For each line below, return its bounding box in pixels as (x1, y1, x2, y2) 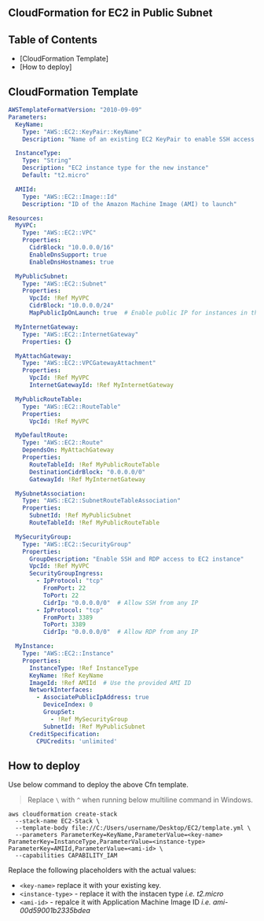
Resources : (8, 214, 44, 223)
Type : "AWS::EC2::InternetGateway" (22, 330, 139, 338)
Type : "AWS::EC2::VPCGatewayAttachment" (22, 359, 156, 367)
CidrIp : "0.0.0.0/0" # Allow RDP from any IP (42, 628, 199, 636)
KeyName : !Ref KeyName (28, 672, 104, 680)
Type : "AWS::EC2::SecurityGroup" (22, 540, 132, 548)
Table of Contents (8, 33, 98, 46)
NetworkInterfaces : (28, 686, 93, 694)
